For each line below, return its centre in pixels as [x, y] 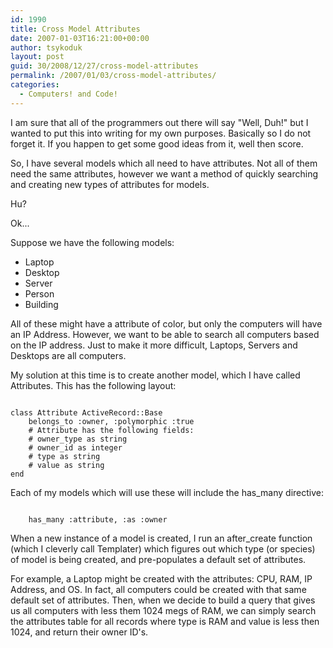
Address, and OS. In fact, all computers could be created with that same [158, 589]
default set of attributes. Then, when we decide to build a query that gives [163, 600]
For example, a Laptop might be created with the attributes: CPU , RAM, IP [161, 578]
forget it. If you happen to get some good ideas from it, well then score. [157, 143]
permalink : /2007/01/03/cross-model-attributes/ [113, 76]
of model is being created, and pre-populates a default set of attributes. [158, 559]
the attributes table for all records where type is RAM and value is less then [165, 621]
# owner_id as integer [75, 447]
